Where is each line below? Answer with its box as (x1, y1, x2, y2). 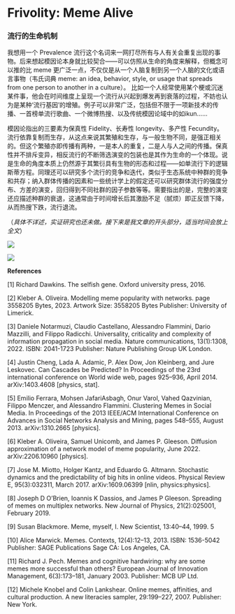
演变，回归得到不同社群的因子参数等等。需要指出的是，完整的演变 (37, 185, 228, 194)
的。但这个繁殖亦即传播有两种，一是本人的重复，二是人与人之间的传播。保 (7, 142, 222, 150)
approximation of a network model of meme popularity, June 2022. (7, 445, 201, 453)
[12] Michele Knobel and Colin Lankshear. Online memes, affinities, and (7, 585, 212, 594)
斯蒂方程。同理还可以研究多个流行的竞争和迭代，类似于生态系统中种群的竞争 (7, 168, 228, 176)
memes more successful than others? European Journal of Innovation (7, 564, 208, 573)
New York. (7, 600, 37, 609)
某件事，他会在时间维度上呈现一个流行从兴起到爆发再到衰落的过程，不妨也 (7, 92, 222, 101)
